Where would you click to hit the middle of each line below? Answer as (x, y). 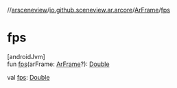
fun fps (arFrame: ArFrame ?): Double (58, 64)
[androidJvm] (26, 56)
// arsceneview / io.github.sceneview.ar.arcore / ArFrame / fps (88, 10)
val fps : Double (28, 77)
